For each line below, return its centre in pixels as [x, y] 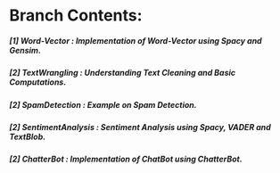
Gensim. [25, 50]
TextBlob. [28, 136]
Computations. [38, 82]
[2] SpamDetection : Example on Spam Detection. [103, 104]
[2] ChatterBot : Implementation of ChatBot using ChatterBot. [126, 159]
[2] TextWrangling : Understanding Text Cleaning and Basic [123, 73]
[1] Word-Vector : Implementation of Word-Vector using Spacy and [136, 40]
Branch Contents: [76, 16]
